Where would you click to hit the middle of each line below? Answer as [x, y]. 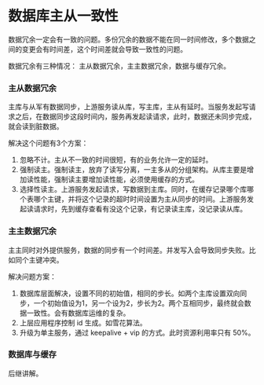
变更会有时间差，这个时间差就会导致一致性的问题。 [104, 49]
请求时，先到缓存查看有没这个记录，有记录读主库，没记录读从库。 [140, 209]
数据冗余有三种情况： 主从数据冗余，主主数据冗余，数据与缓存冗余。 [119, 66]
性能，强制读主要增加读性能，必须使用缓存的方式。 [116, 180]
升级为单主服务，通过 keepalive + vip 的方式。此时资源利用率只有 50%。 [137, 332]
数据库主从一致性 [64, 16]
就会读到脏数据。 [36, 126]
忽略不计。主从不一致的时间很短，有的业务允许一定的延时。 [116, 160]
